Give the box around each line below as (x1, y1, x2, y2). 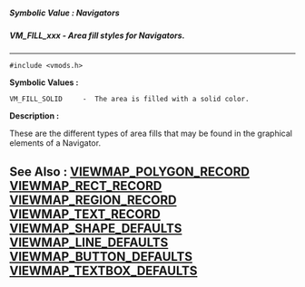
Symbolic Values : (9, 77, 79, 88)
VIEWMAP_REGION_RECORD (9, 192, 177, 207)
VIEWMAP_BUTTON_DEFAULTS (9, 249, 193, 264)
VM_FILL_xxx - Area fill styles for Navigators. (9, 30, 185, 41)
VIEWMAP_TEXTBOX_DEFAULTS (9, 263, 198, 278)
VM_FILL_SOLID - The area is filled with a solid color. (9, 95, 250, 104)
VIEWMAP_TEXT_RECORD (9, 206, 161, 222)
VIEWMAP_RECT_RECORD (9, 177, 162, 194)
